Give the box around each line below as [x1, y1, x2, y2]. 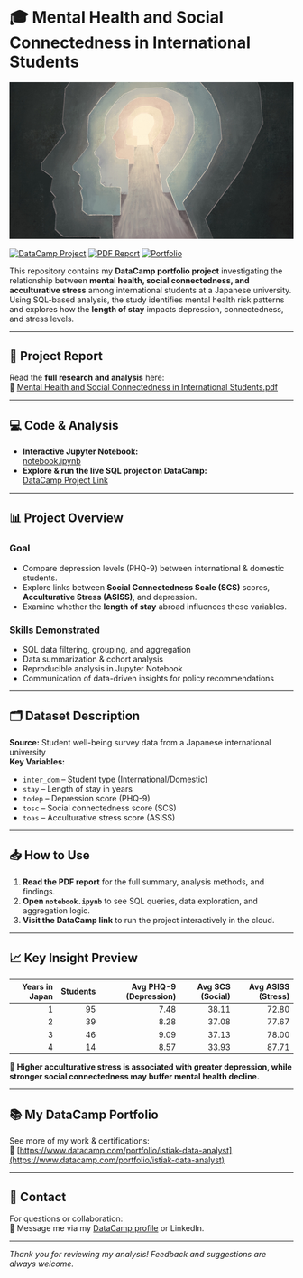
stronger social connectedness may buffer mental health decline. [9, 1071, 260, 1082]
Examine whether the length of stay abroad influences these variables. [22, 601, 287, 612]
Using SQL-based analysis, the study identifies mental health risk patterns [9, 294, 285, 305]
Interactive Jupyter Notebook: [22, 446, 139, 457]
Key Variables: [9, 755, 66, 767]
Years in [22, 981, 54, 992]
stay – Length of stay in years [22, 783, 133, 794]
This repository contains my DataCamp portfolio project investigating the [9, 265, 283, 276]
